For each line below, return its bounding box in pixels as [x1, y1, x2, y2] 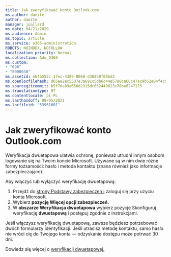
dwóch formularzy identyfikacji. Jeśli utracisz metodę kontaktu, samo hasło [5, 225, 164, 231]
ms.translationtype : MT [5, 88, 56, 94]
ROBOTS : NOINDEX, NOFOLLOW [5, 45, 63, 51]
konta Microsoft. [12, 194, 47, 200]
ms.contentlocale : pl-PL [5, 93, 58, 98]
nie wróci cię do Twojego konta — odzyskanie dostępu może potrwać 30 [5, 231, 158, 237]
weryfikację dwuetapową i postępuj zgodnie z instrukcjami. [12, 210, 138, 216]
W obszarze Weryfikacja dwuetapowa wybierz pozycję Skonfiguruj [12, 205, 156, 211]
